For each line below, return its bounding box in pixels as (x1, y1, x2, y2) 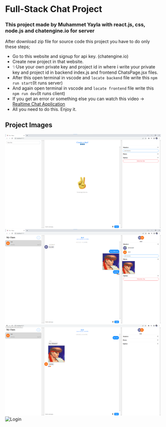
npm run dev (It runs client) (12, 91, 66, 97)
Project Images (5, 120, 53, 129)
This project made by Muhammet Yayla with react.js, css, (5, 21, 146, 28)
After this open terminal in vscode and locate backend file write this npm (12, 75, 158, 81)
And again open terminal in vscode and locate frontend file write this (12, 85, 154, 91)
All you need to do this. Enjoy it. (12, 107, 77, 112)
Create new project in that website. (12, 58, 84, 65)
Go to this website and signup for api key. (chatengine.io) (12, 53, 129, 59)
